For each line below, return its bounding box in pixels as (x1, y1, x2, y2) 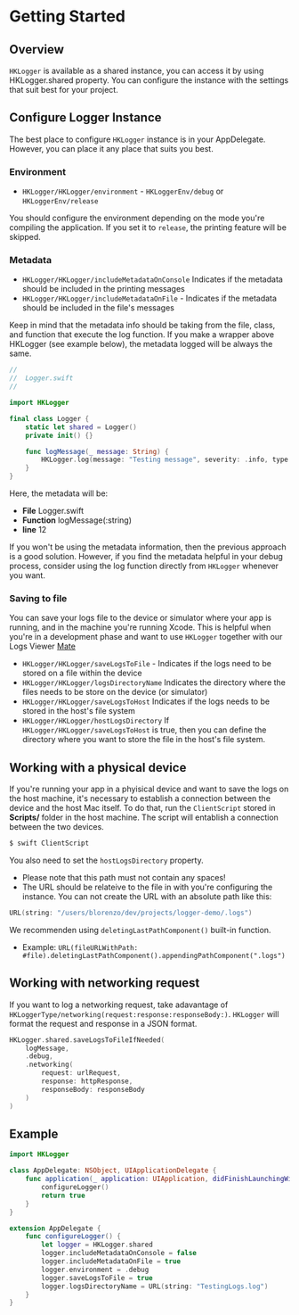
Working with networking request (9, 975, 200, 991)
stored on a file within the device (21, 667, 142, 679)
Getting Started (9, 6, 126, 27)
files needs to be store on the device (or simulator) (21, 687, 208, 698)
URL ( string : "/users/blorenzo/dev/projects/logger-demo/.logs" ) (9, 908, 253, 918)
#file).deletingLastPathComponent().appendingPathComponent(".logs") (21, 951, 287, 960)
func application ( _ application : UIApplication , (25, 1175, 209, 1184)
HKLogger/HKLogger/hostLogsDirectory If (21, 715, 170, 726)
